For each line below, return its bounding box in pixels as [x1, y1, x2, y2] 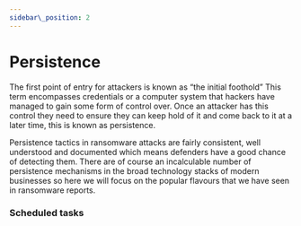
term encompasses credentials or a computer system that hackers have [9, 91, 276, 101]
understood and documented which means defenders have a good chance [9, 146, 286, 157]
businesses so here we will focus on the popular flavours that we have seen [9, 175, 290, 186]
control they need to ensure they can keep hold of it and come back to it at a [9, 109, 293, 121]
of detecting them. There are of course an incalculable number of [9, 156, 252, 167]
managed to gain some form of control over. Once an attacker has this [9, 100, 270, 111]
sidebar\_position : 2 [9, 13, 91, 22]
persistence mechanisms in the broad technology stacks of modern [9, 165, 260, 176]
